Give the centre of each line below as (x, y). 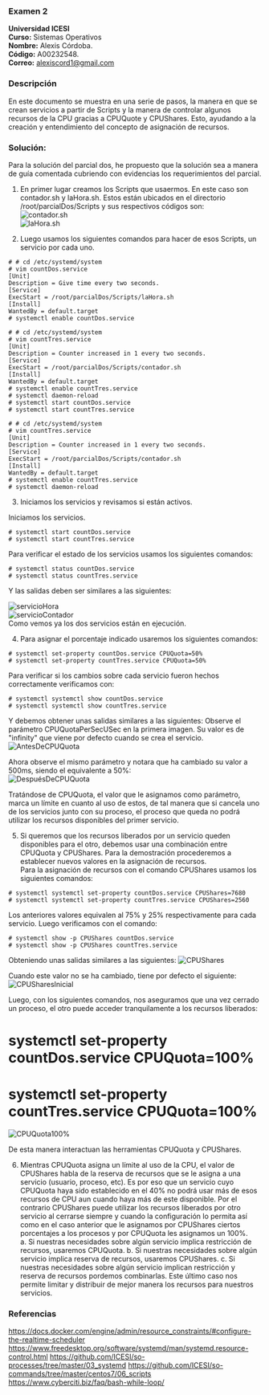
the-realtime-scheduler (47, 1340)
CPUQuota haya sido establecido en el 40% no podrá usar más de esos (139, 1191)
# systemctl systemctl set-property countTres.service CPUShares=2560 (129, 900)
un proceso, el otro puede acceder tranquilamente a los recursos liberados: (133, 1008)
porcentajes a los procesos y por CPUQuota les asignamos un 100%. (134, 1234)
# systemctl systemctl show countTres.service (88, 706)
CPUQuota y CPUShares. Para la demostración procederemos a (125, 852)
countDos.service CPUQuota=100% (131, 1058)
